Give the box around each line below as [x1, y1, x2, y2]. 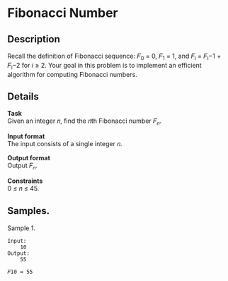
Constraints [7, 177, 43, 185]
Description [7, 33, 60, 45]
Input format [7, 132, 45, 140]
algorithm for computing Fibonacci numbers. [7, 70, 138, 78]
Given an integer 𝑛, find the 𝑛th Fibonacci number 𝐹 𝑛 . [7, 116, 161, 127]
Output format [7, 154, 51, 162]
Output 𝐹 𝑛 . [7, 161, 38, 171]
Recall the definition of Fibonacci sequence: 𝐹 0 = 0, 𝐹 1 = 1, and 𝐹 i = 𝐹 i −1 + [7, 52, 222, 61]
